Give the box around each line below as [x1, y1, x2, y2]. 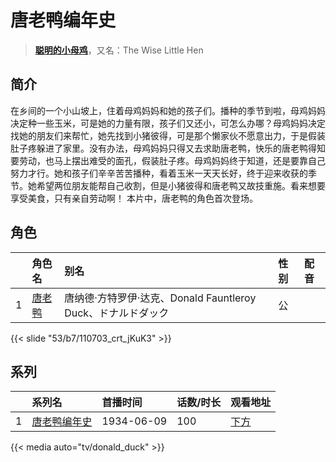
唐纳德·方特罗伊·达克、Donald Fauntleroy [64, 291, 257, 305]
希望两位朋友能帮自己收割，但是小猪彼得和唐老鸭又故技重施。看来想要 [36, 179, 326, 191]
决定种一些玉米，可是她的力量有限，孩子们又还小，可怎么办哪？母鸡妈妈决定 [10, 117, 326, 129]
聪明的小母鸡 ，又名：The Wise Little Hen [34, 44, 204, 56]
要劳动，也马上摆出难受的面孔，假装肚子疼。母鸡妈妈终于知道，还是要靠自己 [10, 154, 326, 166]
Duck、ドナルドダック [64, 306, 170, 320]
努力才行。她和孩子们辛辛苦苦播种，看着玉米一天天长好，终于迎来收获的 [10, 167, 308, 179]
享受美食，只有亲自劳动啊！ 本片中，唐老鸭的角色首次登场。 [10, 192, 258, 204]
